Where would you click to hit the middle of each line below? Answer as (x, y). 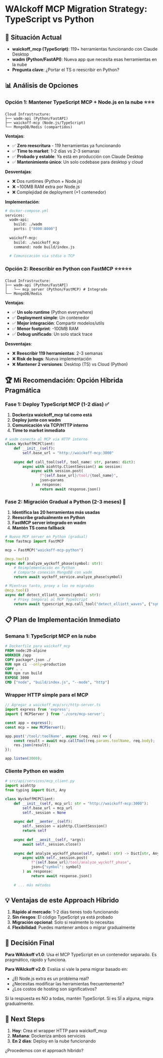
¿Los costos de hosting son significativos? (54, 989)
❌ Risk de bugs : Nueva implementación (52, 359)
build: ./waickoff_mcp (37, 242)
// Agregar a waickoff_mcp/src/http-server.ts (53, 705)
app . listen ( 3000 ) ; (24, 759)
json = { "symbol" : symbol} (56, 867)
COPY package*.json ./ (28, 660)
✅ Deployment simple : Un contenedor (51, 317)
